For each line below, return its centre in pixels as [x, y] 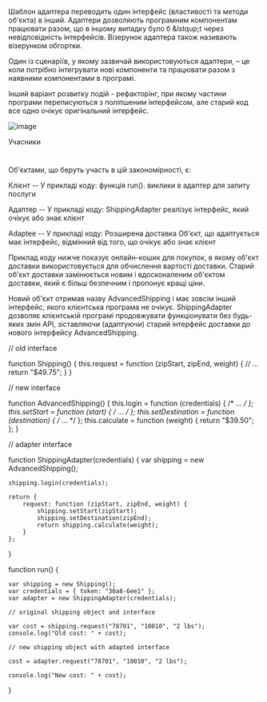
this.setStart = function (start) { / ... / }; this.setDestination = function [122, 412]
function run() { [34, 570]
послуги [22, 194]
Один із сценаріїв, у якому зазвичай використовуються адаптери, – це [129, 61]
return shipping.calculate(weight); [98, 525]
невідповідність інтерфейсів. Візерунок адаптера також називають [123, 37]
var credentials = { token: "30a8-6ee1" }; [82, 591]
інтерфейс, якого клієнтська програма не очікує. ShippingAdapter [120, 307]
